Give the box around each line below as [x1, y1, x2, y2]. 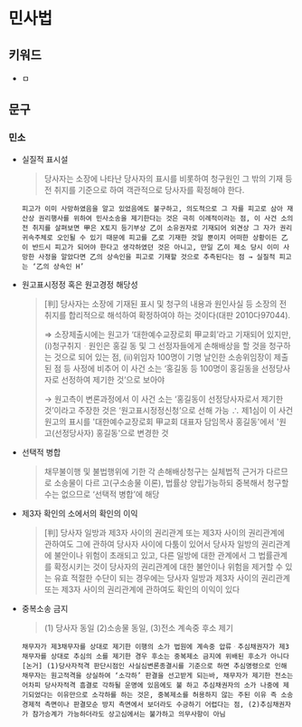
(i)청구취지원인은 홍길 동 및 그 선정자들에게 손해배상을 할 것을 [43, 340, 268, 351]
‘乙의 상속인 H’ [32, 262, 85, 271]
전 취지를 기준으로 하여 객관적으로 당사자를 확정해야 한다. [43, 184, 245, 195]
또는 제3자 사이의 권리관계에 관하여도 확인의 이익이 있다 [43, 584, 241, 595]
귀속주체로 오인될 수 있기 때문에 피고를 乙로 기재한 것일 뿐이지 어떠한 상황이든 [21, 233, 278, 242]
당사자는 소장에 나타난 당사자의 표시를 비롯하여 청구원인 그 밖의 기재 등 [43, 173, 293, 184]
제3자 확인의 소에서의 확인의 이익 [21, 508, 138, 519]
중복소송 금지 [21, 603, 69, 614]
